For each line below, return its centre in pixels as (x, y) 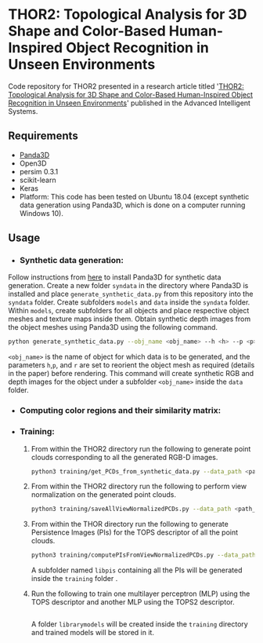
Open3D (33, 163)
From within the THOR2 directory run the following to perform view (139, 486)
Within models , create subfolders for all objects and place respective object (129, 311)
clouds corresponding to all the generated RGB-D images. (124, 457)
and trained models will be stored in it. (93, 633)
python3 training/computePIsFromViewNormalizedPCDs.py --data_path (143, 555)
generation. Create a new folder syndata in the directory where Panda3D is (128, 286)
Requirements (43, 136)
